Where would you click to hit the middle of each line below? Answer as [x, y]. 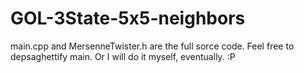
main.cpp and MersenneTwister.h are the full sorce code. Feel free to [152, 46]
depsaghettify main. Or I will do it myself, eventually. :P [123, 56]
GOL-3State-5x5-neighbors [128, 18]
